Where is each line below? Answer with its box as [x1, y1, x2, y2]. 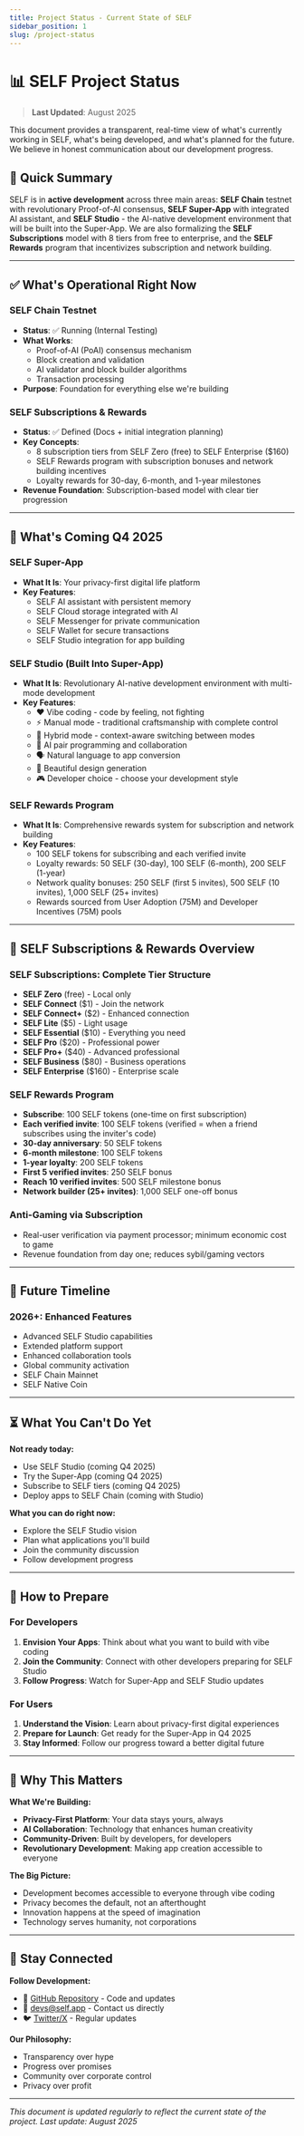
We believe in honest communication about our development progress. [9, 144, 274, 155]
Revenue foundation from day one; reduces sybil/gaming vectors [22, 1248, 265, 1260]
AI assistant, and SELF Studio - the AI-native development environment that [9, 214, 292, 225]
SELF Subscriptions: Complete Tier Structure [9, 968, 211, 981]
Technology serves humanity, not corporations [22, 1916, 197, 1927]
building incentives [35, 466, 107, 477]
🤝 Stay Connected [9, 1951, 113, 1967]
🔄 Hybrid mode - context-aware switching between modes [35, 730, 255, 741]
